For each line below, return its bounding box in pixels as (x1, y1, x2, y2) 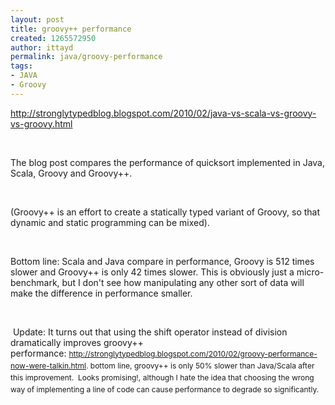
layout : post (10, 14, 65, 25)
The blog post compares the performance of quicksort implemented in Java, (10, 156, 326, 168)
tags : (10, 61, 33, 71)
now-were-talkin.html (10, 360, 87, 371)
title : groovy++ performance (10, 24, 132, 34)
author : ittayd (10, 42, 74, 53)
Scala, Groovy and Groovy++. (10, 167, 133, 179)
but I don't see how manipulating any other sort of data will (61, 276, 305, 288)
